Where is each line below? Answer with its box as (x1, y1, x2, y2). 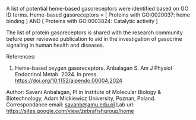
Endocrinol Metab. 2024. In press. (14, 71, 98, 77)
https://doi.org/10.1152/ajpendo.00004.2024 (14, 77, 123, 84)
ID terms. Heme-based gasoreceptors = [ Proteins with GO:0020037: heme (6, 11, 191, 18)
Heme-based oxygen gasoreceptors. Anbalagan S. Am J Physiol (14, 64, 172, 72)
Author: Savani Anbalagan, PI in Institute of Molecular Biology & (6, 89, 162, 95)
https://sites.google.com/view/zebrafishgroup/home (6, 108, 134, 114)
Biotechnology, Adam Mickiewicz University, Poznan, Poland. (6, 95, 156, 102)
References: (6, 53, 36, 60)
